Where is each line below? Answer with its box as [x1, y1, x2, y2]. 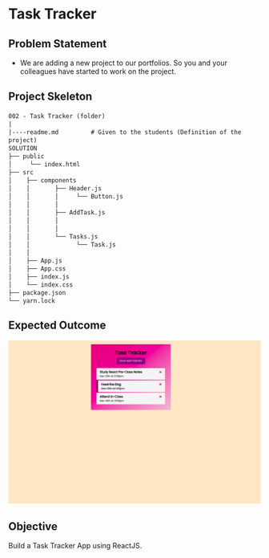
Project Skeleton [8, 90, 93, 104]
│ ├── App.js [8, 256, 62, 265]
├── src [8, 168, 34, 177]
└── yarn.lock [8, 296, 56, 305]
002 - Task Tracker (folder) [8, 112, 106, 120]
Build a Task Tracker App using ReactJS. [8, 541, 143, 551]
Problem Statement [8, 37, 107, 51]
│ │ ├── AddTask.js [8, 208, 106, 217]
